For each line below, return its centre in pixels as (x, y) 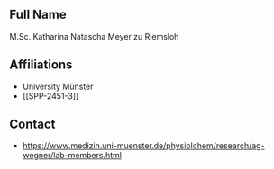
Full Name (38, 15)
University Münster (58, 86)
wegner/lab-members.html (72, 156)
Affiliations (41, 65)
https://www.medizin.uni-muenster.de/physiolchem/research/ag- (143, 146)
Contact (32, 125)
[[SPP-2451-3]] (50, 96)
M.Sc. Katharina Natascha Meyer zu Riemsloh (94, 36)
